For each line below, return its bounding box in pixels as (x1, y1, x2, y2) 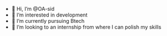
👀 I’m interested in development (11, 11, 88, 18)
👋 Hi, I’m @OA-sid (11, 6, 55, 12)
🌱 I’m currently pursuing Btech (11, 18, 85, 24)
